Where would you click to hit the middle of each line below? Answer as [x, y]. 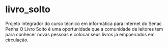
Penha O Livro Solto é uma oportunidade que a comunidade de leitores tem [84, 29]
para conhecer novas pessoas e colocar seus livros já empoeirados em [80, 34]
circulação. [17, 40]
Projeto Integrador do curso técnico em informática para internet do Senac [83, 23]
